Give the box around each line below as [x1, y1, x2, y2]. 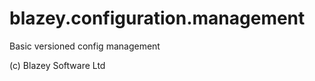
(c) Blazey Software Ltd [9, 59, 106, 71]
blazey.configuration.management [9, 7, 306, 30]
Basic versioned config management [9, 40, 161, 52]
